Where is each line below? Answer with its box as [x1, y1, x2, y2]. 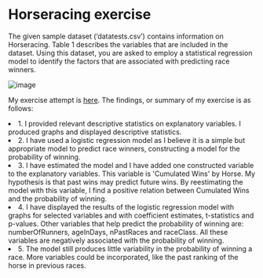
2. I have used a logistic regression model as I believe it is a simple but [18, 135, 246, 144]
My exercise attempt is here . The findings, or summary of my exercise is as [8, 95, 251, 104]
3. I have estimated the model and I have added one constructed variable [18, 160, 254, 170]
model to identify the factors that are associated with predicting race [8, 57, 230, 66]
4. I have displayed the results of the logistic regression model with [18, 202, 235, 211]
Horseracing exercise [8, 5, 152, 24]
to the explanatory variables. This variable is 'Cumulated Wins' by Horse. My [8, 169, 256, 178]
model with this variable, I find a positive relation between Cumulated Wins [8, 185, 250, 195]
